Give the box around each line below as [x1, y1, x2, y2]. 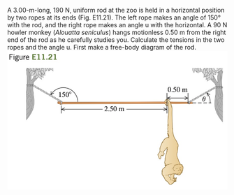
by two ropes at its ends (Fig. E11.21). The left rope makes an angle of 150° [7, 13, 221, 22]
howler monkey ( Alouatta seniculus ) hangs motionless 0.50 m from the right [7, 28, 226, 36]
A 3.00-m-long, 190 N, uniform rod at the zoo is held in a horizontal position [7, 6, 225, 14]
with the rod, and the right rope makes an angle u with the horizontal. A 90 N [7, 21, 228, 29]
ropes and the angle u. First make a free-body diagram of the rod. [7, 43, 197, 51]
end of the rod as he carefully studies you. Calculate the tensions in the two [7, 36, 225, 44]
